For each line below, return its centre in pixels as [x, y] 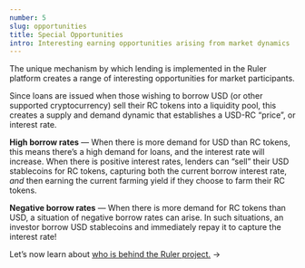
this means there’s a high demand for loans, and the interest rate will [137, 152]
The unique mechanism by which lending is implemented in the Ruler [138, 69]
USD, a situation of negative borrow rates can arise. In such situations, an [147, 217]
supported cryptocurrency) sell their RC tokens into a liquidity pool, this [143, 106]
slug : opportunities [49, 26]
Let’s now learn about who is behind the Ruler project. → [115, 254]
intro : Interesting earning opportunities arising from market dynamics [150, 43]
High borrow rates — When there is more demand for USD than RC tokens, [150, 142]
